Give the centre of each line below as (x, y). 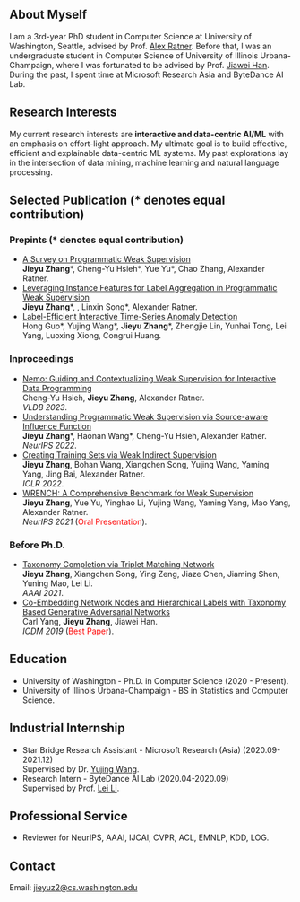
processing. (31, 172)
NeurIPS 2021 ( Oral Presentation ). (85, 521)
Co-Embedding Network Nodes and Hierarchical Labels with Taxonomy (154, 602)
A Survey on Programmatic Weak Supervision (106, 259)
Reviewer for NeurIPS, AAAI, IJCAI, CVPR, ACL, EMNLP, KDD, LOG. (146, 837)
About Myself (48, 15)
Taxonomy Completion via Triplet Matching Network (118, 564)
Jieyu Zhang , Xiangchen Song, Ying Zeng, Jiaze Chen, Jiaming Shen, (151, 574)
